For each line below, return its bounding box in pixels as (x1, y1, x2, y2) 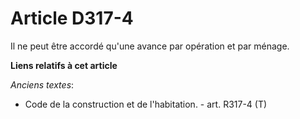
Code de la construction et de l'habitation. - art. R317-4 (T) (24, 98, 268, 110)
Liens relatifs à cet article (10, 59, 118, 71)
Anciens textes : (10, 78, 75, 91)
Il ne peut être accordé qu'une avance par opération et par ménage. (10, 40, 290, 52)
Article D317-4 (10, 7, 134, 30)
